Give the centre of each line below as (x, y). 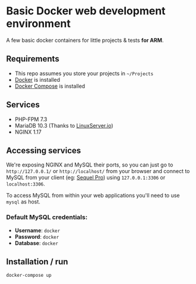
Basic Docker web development (86, 11)
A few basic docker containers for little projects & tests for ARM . (85, 40)
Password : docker (37, 236)
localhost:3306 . (26, 184)
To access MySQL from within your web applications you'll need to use (93, 196)
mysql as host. (23, 202)
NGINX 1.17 (28, 132)
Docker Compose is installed (50, 86)
